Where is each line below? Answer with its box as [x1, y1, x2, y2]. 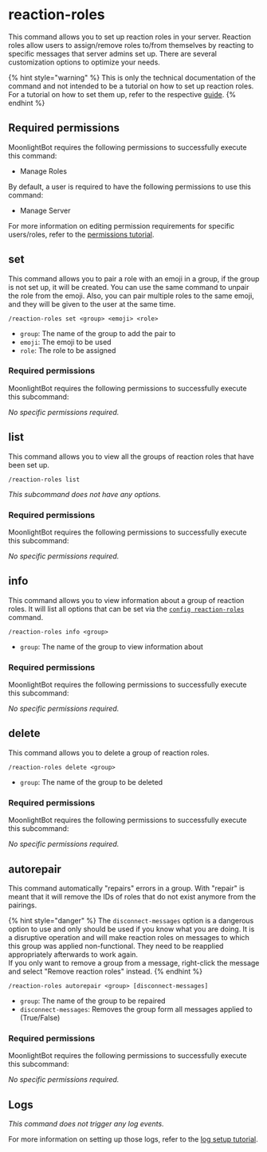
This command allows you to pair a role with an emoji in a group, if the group [8, 273, 260, 284]
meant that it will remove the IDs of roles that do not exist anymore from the [8, 892, 257, 901]
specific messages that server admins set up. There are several [8, 49, 218, 58]
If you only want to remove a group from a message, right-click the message [8, 958, 260, 967]
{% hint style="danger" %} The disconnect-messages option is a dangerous [8, 916, 254, 925]
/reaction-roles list [8, 476, 80, 484]
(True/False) [19, 1013, 61, 1022]
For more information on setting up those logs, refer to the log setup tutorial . [8, 1134, 258, 1144]
